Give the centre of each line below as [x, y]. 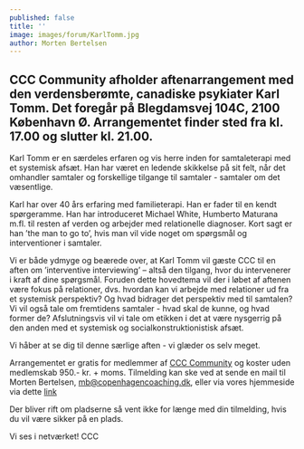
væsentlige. [31, 187]
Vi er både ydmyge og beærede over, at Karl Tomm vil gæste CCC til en [142, 261]
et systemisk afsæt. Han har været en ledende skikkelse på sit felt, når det [147, 167]
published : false [42, 18]
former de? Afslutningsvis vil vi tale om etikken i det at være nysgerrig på [146, 319]
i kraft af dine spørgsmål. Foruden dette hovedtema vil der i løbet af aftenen [150, 280]
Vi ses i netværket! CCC [54, 436]
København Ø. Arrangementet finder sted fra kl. [146, 122]
